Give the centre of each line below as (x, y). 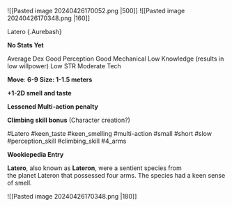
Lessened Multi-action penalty (53, 107)
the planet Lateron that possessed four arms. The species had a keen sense (116, 175)
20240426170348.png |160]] (49, 18)
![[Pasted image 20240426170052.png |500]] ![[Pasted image (96, 11)
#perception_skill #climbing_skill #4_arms (67, 141)
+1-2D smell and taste (39, 93)
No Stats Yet (25, 45)
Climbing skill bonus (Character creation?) (69, 120)
